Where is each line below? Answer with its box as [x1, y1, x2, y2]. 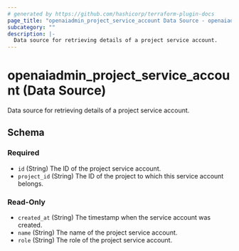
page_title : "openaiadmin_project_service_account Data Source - [7, 17, 205, 24]
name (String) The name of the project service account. [17, 228, 178, 237]
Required [7, 148, 40, 158]
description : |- [7, 30, 55, 38]
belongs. [17, 179, 44, 188]
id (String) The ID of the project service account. [17, 164, 161, 173]
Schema [7, 127, 45, 139]
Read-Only [7, 197, 46, 207]
